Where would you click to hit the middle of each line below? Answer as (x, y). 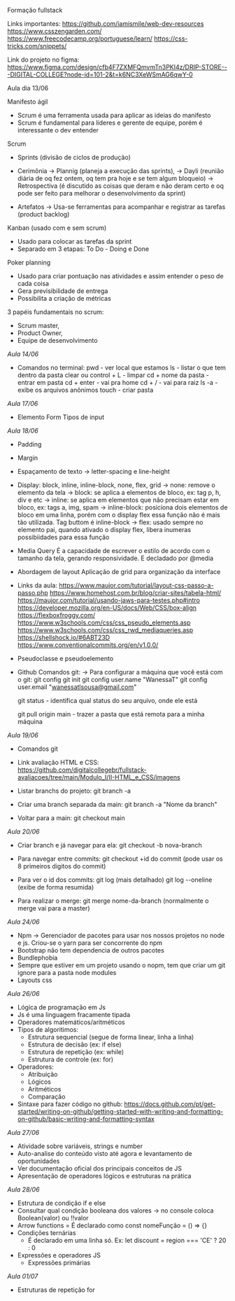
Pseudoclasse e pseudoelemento (65, 659)
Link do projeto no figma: (43, 60)
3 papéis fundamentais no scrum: (56, 312)
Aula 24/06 (23, 922)
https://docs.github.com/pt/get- (170, 1104)
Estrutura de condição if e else (62, 1203)
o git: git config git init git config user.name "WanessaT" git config (112, 680)
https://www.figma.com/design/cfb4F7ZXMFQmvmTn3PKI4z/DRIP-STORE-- (117, 67)
